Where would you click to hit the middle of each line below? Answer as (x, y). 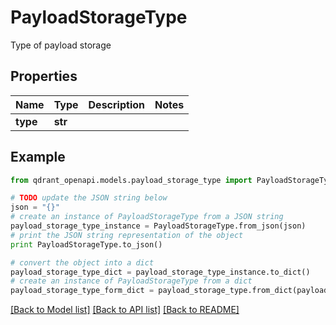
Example (38, 157)
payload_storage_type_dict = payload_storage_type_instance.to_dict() (160, 272)
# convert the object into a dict (82, 262)
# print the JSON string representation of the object (127, 235)
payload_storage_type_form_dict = (82, 291)
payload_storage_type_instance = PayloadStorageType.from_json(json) (158, 226)
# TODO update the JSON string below (89, 198)
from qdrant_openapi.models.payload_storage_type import (131, 180)
